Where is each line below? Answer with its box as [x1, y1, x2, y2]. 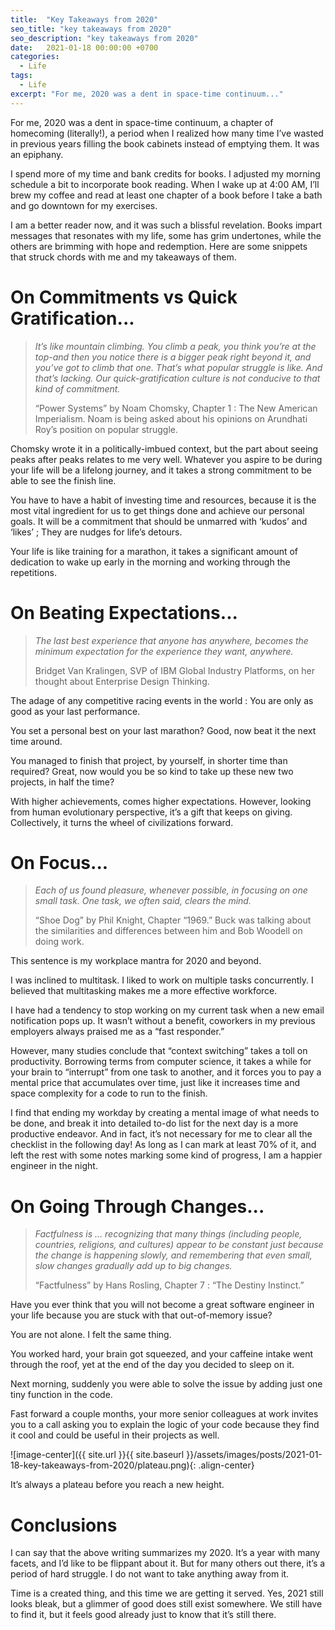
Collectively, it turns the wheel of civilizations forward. [10, 816, 234, 828]
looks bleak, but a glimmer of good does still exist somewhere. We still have [10, 1598, 323, 1610]
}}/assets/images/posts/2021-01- [186, 1449, 323, 1461]
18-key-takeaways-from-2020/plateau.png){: [10, 1459, 197, 1471]
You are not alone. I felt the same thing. [10, 1329, 172, 1341]
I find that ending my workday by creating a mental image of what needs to [10, 1107, 320, 1119]
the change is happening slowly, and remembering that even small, [34, 1249, 313, 1261]
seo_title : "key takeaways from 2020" [10, 24, 172, 34]
